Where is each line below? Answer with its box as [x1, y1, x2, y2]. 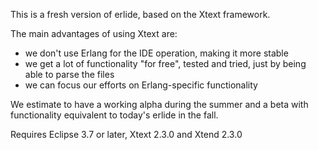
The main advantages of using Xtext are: [10, 28, 178, 39]
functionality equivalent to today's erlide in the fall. [10, 109, 219, 121]
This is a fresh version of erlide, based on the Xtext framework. [10, 9, 271, 20]
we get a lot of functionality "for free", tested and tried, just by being [24, 58, 307, 69]
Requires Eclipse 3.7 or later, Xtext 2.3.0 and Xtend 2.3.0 [10, 129, 243, 140]
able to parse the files [24, 69, 115, 80]
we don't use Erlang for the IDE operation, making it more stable [24, 47, 289, 59]
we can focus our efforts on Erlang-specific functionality [24, 79, 258, 91]
